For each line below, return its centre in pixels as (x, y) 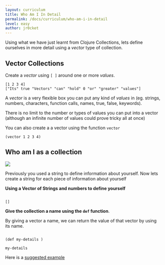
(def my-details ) (24, 239)
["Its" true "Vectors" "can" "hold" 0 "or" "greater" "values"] (73, 88)
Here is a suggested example (35, 257)
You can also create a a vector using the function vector (63, 128)
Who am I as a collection (43, 152)
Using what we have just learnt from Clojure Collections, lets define (74, 42)
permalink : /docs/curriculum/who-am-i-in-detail (56, 19)
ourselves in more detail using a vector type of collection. (64, 48)
